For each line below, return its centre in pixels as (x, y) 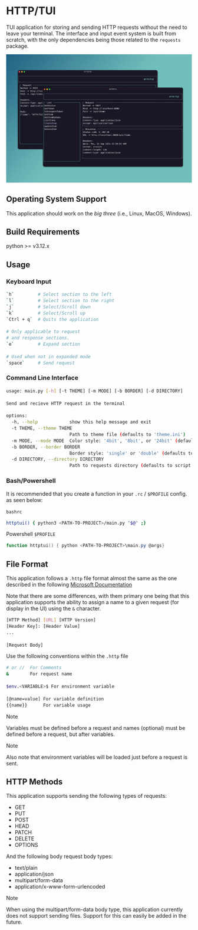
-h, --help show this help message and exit (81, 422)
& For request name (39, 674)
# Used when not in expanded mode (49, 356)
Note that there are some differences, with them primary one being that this (98, 596)
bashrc (14, 512)
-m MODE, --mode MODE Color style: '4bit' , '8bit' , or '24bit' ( (95, 441)
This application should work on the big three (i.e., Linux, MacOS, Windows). (99, 213)
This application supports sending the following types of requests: (86, 796)
